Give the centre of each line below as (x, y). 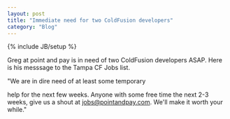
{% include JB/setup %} (42, 47)
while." (17, 110)
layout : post (26, 14)
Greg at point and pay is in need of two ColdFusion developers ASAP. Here (115, 60)
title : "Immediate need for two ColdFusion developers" (90, 20)
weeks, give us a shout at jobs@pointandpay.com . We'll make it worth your (115, 102)
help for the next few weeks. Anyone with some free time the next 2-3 (108, 94)
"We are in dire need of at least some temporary (77, 81)
